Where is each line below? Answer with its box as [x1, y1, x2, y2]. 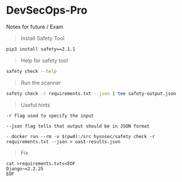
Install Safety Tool [20, 34, 65, 41]
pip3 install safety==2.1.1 [6, 46, 76, 52]
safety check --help [6, 68, 58, 74]
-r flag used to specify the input [6, 113, 94, 119]
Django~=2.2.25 [6, 165, 44, 172]
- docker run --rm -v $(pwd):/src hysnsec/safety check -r [6, 133, 155, 139]
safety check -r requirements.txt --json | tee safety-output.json [6, 90, 177, 97]
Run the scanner [20, 79, 61, 86]
